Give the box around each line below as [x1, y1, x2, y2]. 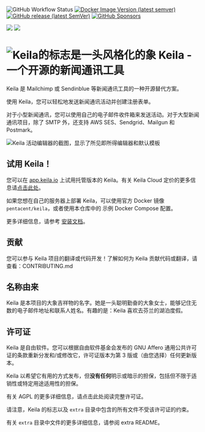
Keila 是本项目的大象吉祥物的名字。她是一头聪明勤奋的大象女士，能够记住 [6, 299, 192, 307]
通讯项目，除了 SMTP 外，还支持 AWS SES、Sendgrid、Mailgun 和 [6, 118, 175, 125]
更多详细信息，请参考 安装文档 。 [6, 217, 89, 225]
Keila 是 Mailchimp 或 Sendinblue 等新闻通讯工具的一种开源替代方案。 [6, 84, 182, 92]
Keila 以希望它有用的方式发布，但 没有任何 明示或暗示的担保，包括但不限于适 [6, 372, 197, 379]
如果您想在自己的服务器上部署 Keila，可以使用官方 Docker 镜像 [6, 196, 165, 204]
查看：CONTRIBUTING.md [6, 262, 73, 269]
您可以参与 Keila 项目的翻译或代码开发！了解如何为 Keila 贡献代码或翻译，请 [6, 255, 198, 262]
